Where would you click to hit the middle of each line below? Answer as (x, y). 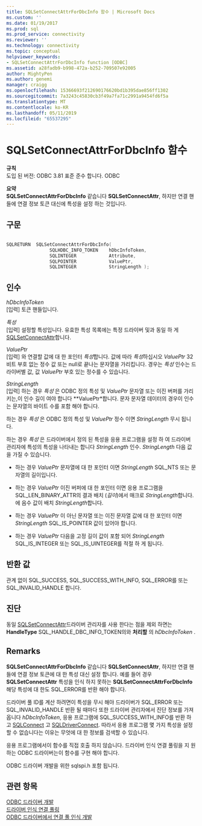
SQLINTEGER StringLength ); (99, 267)
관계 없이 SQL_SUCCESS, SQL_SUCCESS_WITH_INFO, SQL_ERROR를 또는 (97, 580)
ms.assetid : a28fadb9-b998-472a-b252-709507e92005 (71, 68)
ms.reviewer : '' (27, 40)
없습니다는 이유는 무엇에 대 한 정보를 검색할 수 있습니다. (84, 732)
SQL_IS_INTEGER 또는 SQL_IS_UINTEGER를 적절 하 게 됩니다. (89, 544)
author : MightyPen (29, 74)
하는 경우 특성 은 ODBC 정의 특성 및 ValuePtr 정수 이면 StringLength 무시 (93, 419)
